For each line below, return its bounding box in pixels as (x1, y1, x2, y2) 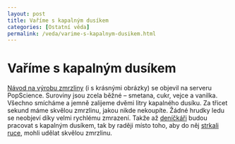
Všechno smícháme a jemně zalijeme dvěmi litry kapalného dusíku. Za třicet (7, 99, 228, 107)
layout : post (7, 10, 46, 18)
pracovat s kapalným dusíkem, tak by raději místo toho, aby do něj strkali (7, 121, 219, 130)
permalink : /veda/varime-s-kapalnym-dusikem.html (7, 30, 157, 37)
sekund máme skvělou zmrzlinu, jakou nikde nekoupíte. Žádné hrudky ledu (7, 107, 224, 115)
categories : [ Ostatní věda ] (7, 23, 90, 30)
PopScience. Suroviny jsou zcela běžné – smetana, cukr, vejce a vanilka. (7, 91, 218, 100)
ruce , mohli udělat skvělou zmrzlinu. (7, 128, 113, 138)
